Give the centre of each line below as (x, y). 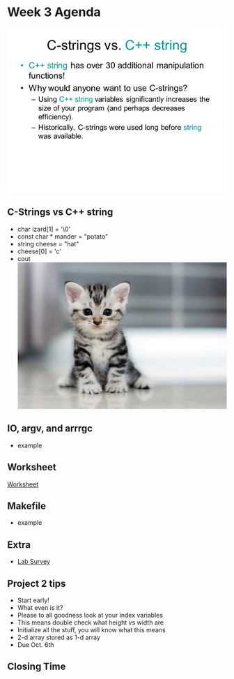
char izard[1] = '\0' (44, 229)
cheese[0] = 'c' (39, 251)
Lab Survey (34, 562)
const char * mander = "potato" (63, 236)
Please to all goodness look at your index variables (90, 615)
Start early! (33, 600)
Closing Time (37, 667)
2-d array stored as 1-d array (59, 637)
